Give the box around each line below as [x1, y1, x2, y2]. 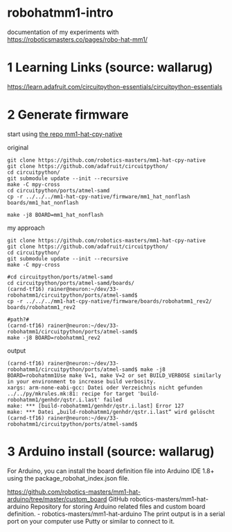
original [7, 143, 29, 151]
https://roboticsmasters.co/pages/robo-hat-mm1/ [7, 35, 148, 43]
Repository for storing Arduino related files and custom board [30, 502, 206, 510]
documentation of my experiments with [7, 28, 119, 36]
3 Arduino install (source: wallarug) [7, 444, 215, 459]
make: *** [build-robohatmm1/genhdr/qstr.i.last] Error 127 [7, 402, 185, 409]
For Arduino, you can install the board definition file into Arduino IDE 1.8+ [7, 467, 215, 475]
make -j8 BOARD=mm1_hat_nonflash [7, 211, 104, 218]
